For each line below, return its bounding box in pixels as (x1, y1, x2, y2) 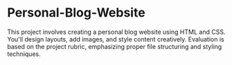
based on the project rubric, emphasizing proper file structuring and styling (7, 42, 222, 50)
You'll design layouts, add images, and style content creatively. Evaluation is (7, 35, 224, 43)
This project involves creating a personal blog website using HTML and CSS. (7, 28, 226, 36)
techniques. (7, 50, 41, 58)
